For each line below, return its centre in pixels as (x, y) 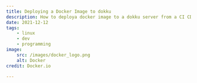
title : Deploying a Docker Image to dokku (59, 11)
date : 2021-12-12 (27, 22)
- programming (34, 44)
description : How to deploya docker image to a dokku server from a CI (95, 17)
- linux (26, 33)
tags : (13, 28)
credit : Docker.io (28, 66)
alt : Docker (31, 60)
